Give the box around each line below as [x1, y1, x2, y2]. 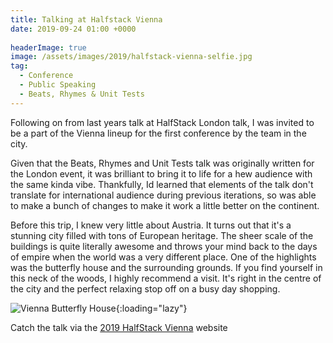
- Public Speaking [19, 80, 97, 90]
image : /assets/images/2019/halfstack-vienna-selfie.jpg [10, 52, 253, 62]
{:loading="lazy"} [115, 302, 188, 314]
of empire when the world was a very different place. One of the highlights [10, 251, 317, 263]
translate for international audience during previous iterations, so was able [10, 189, 317, 201]
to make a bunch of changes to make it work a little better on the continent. [10, 199, 320, 211]
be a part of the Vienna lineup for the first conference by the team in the [10, 127, 307, 139]
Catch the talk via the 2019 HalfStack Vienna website [10, 321, 228, 333]
